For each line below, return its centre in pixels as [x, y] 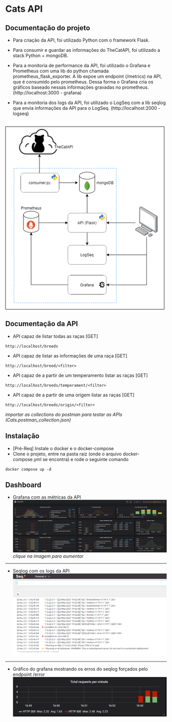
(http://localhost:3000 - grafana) [47, 93]
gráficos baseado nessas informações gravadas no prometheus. [81, 87]
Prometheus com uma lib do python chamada [61, 71]
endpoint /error [29, 674]
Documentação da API [42, 324]
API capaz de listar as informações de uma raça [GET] [70, 356]
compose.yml [27, 459]
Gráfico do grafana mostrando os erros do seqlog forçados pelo [80, 669]
